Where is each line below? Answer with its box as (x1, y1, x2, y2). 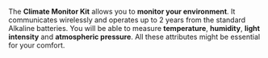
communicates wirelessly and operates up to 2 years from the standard (8, 15, 246, 25)
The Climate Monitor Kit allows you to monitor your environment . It (8, 7, 236, 16)
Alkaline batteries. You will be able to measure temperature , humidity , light (8, 24, 261, 33)
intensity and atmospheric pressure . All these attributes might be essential (8, 32, 261, 41)
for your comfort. (8, 41, 65, 50)
